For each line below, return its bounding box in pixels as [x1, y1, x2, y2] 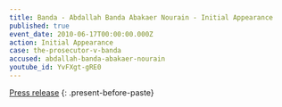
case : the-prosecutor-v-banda [9, 46, 122, 55]
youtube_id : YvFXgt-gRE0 [9, 63, 102, 72]
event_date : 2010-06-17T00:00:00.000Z [9, 29, 153, 38]
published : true [9, 21, 70, 30]
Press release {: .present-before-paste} [9, 86, 154, 98]
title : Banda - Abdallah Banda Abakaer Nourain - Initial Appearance [9, 12, 274, 22]
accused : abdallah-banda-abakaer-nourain [9, 54, 166, 63]
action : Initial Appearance [9, 37, 114, 47]
